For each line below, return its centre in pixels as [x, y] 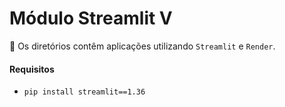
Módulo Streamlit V [91, 18]
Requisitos [32, 69]
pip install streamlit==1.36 [84, 92]
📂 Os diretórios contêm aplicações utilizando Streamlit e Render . [142, 46]
